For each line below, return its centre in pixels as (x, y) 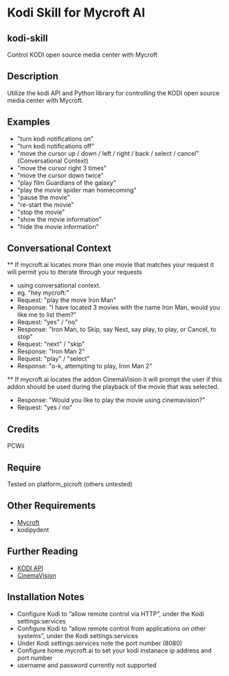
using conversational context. (59, 286)
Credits (23, 429)
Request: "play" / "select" (53, 359)
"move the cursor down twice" (61, 175)
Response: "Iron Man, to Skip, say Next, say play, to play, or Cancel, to (117, 330)
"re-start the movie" (45, 204)
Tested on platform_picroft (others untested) (70, 484)
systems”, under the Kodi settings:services (78, 635)
